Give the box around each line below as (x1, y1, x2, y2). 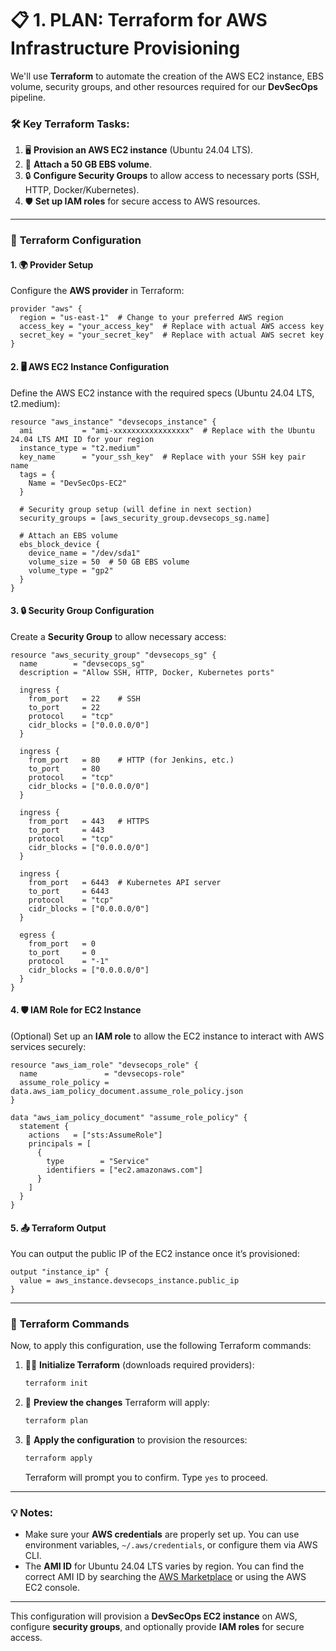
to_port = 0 (28, 947, 97, 957)
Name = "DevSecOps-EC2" (28, 478, 128, 488)
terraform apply (24, 1453, 93, 1464)
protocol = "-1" (28, 956, 110, 966)
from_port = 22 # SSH (28, 693, 141, 704)
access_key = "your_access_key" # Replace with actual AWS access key (19, 322, 325, 332)
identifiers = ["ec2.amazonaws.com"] (46, 1165, 203, 1175)
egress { (19, 930, 56, 940)
